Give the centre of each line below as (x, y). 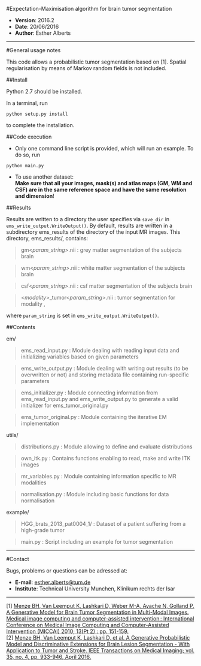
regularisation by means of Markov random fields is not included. (86, 68)
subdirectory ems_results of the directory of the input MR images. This (93, 232)
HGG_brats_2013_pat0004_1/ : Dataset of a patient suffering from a (103, 524)
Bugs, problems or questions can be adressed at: (67, 571)
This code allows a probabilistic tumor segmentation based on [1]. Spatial (96, 62)
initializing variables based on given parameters (80, 357)
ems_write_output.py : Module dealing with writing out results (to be (104, 368)
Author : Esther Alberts (43, 33)
